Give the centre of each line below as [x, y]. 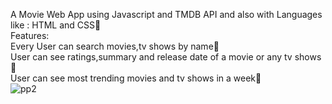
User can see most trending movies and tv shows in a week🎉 [136, 78]
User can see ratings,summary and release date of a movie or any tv [151, 57]
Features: [30, 35]
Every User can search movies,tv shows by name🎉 [115, 46]
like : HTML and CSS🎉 [56, 25]
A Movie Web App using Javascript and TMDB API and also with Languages [166, 14]
